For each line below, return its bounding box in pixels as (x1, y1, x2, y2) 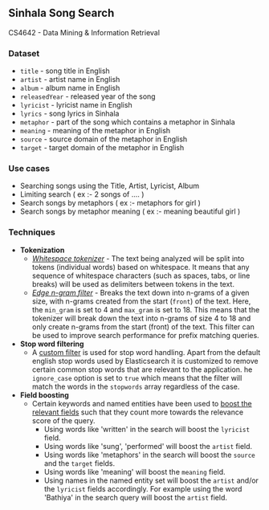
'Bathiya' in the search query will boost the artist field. (43, 492, 227, 502)
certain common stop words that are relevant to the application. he (31, 365, 253, 374)
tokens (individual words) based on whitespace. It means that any (31, 262, 250, 271)
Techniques (8, 226, 56, 238)
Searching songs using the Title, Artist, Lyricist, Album (19, 181, 199, 191)
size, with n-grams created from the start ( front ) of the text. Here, (31, 296, 251, 306)
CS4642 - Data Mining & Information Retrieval (8, 27, 161, 37)
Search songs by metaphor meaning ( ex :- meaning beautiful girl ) (19, 206, 241, 216)
